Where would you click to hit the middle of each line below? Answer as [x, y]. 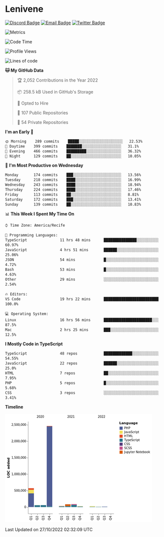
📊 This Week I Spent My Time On [40, 214]
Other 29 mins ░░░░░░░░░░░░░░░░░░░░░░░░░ [82, 279]
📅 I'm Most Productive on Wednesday [44, 165]
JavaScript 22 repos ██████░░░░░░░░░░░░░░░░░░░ [82, 363]
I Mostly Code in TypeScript [34, 344]
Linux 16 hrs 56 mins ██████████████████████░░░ [82, 320]
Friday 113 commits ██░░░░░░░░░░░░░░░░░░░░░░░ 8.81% [72, 194]
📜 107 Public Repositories [43, 113]
